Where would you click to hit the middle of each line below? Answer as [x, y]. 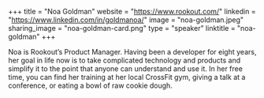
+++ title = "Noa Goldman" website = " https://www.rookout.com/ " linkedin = [132, 11]
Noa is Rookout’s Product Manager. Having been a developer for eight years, [132, 52]
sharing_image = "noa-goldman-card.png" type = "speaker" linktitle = [122, 28]
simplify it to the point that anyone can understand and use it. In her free [125, 69]
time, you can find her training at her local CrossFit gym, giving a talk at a [127, 77]
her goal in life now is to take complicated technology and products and [125, 60]
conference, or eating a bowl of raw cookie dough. [91, 85]
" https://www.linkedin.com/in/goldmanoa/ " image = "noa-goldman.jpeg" [126, 20]
